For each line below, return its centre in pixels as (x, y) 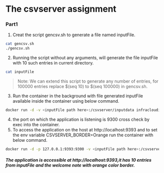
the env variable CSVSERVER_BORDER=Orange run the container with (83, 135)
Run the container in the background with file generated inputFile (78, 96)
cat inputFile (20, 72)
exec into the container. (36, 124)
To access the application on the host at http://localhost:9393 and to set (85, 130)
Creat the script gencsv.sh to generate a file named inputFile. (74, 35)
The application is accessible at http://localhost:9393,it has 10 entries (79, 160)
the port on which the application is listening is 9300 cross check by (81, 119)
